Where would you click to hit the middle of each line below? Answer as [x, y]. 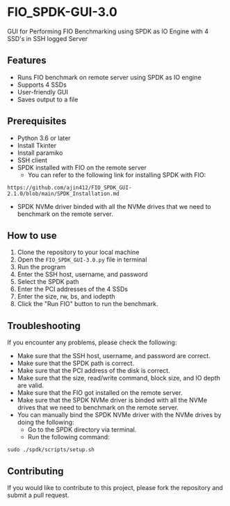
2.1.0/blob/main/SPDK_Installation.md [63, 194]
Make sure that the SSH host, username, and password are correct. [114, 356]
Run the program [41, 267]
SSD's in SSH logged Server [48, 38]
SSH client [32, 160]
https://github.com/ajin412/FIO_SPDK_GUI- [69, 187]
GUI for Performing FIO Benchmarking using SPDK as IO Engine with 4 [108, 31]
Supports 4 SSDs [42, 85]
